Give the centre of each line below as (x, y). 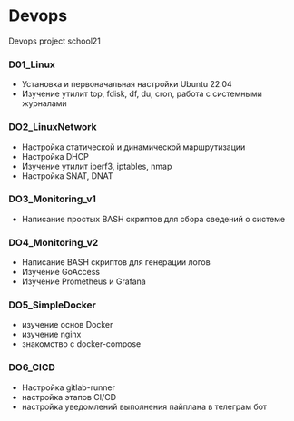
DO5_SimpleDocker (52, 305)
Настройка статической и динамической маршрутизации (133, 147)
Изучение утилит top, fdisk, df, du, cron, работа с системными (142, 94)
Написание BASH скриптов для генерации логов (116, 262)
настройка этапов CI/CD (69, 397)
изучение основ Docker (67, 325)
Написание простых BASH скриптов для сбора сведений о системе (153, 219)
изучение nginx (51, 334)
